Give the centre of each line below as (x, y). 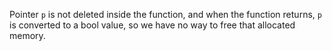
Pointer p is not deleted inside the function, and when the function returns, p (165, 14)
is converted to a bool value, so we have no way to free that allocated (152, 25)
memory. (27, 35)
